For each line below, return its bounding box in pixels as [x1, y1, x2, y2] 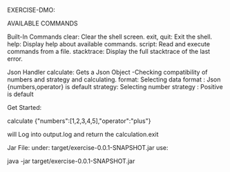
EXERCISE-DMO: [7, 6, 55, 14]
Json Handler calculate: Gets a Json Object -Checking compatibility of [7, 68, 209, 76]
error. [7, 55, 23, 63]
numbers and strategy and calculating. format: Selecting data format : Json [7, 75, 221, 84]
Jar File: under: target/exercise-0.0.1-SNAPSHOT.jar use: [7, 144, 169, 151]
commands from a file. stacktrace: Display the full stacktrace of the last [7, 48, 211, 55]
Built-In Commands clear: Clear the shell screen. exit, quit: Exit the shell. [7, 32, 213, 41]
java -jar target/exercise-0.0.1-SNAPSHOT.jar [7, 157, 135, 165]
